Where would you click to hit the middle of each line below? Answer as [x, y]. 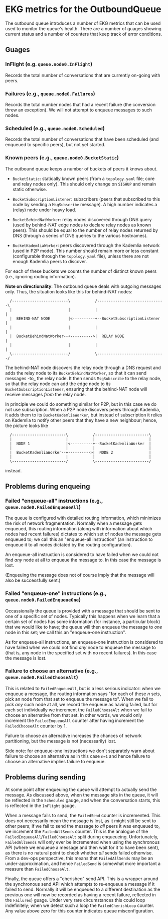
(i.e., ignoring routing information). [41, 276]
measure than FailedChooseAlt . [38, 869]
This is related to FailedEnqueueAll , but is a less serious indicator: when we [83, 688]
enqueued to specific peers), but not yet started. [55, 145]
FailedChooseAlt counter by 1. [36, 726]
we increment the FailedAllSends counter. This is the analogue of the [77, 831]
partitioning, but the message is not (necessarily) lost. [61, 741]
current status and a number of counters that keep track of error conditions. [83, 34]
